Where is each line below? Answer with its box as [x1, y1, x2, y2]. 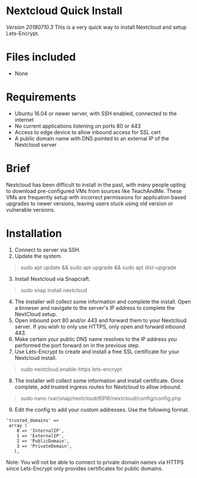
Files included [6, 51, 76, 64]
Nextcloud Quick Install [6, 4, 122, 18]
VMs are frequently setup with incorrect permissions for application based [6, 193, 186, 200]
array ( [8, 422, 28, 429]
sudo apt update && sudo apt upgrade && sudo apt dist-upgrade [20, 263, 176, 271]
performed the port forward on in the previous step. [14, 342, 140, 349]
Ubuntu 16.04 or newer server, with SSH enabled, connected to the [14, 110, 177, 117]
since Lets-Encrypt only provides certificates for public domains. [6, 464, 163, 472]
